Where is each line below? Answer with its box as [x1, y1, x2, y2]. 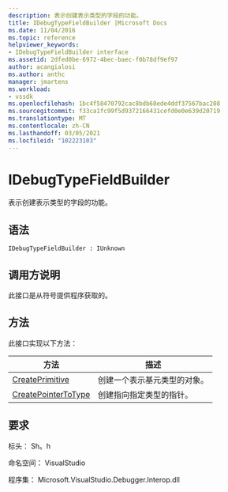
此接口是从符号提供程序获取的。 [8, 290, 112, 301]
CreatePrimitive [12, 373, 69, 384]
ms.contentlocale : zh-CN [8, 122, 90, 130]
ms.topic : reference [8, 33, 77, 42]
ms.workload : [8, 85, 51, 93]
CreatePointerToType [12, 388, 91, 399]
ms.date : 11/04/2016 [8, 26, 77, 34]
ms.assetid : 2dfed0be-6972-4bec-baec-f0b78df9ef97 [8, 56, 178, 64]
